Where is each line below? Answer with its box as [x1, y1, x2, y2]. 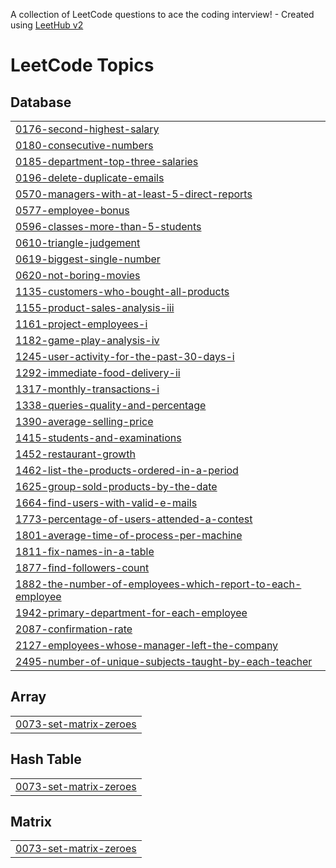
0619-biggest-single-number [15, 252, 161, 266]
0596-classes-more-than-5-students [15, 220, 202, 233]
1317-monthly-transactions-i [15, 382, 160, 396]
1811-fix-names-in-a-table [15, 545, 155, 558]
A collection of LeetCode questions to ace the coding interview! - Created [10, 9, 315, 20]
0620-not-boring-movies [15, 269, 141, 282]
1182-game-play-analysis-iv [15, 334, 160, 347]
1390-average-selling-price [15, 415, 154, 428]
